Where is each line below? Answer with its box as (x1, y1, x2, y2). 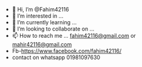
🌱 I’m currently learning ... (12, 19, 77, 26)
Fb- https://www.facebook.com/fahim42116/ (12, 48, 122, 54)
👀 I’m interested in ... (12, 12, 64, 19)
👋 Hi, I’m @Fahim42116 (12, 6, 69, 13)
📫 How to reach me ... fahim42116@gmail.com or (12, 32, 137, 39)
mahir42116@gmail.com (12, 41, 72, 48)
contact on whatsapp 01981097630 (12, 54, 101, 61)
